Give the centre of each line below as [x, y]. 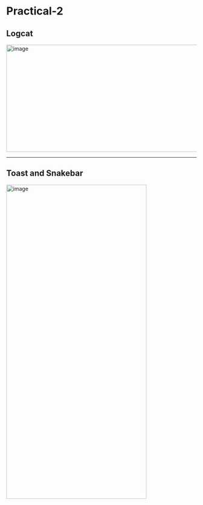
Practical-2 [35, 11]
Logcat [20, 34]
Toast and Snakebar [45, 173]
